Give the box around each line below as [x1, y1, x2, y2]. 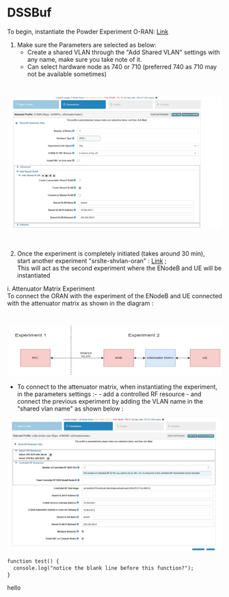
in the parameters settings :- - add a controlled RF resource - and [16, 390, 202, 398]
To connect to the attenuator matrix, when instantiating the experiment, [16, 382, 217, 391]
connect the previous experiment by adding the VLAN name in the [16, 398, 204, 406]
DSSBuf [7, 5, 52, 21]
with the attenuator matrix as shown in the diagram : [7, 299, 154, 307]
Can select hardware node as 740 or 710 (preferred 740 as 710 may [27, 62, 217, 71]
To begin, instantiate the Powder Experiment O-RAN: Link [7, 27, 169, 36]
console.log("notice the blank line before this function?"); [13, 564, 194, 572]
